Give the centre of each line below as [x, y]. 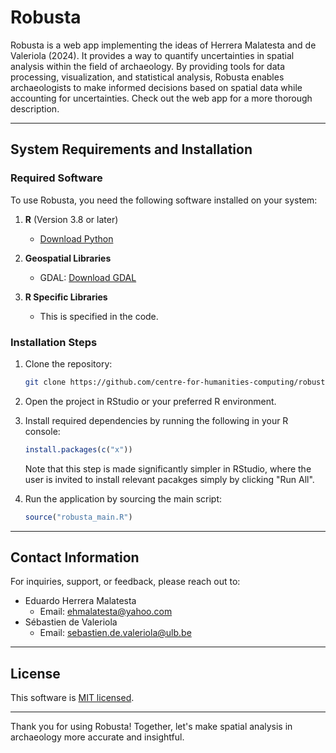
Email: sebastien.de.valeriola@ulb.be [115, 633]
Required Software [56, 178]
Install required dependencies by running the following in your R [156, 420]
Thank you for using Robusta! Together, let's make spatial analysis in [151, 727]
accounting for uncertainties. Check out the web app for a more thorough [161, 98]
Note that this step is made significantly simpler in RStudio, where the [168, 468]
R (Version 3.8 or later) [71, 219]
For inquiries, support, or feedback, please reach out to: [125, 582]
